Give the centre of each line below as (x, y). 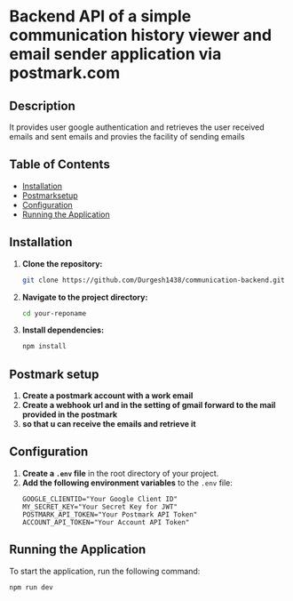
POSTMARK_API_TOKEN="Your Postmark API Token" (110, 514)
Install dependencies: (63, 330)
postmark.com (65, 73)
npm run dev (31, 587)
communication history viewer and (141, 35)
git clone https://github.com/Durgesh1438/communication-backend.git (154, 280)
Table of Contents (60, 165)
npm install (44, 347)
